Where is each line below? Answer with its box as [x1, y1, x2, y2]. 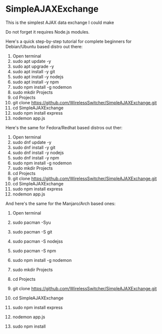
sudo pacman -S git [12, 229, 53, 235]
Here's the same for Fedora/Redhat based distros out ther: [5, 124, 123, 130]
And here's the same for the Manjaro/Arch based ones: [5, 200, 116, 206]
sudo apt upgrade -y [12, 63, 54, 69]
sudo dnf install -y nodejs [12, 150, 64, 156]
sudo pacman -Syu [12, 219, 51, 225]
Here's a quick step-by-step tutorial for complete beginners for [5, 38, 132, 44]
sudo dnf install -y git [12, 144, 55, 150]
